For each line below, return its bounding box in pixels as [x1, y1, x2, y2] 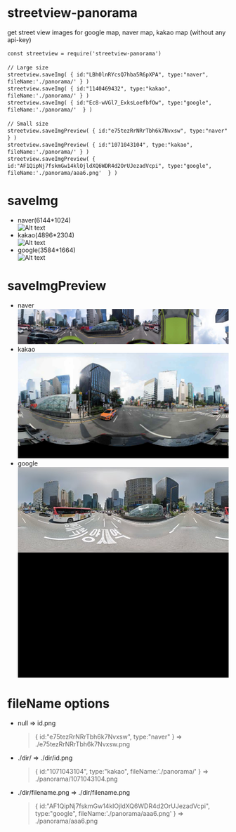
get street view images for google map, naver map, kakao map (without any [7, 28, 226, 37]
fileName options [7, 696, 110, 712]
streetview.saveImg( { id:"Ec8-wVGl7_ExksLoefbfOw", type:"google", [7, 99, 212, 106]
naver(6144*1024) [17, 216, 72, 224]
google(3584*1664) [17, 246, 76, 254]
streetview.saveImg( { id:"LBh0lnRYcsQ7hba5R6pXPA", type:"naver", [7, 71, 209, 78]
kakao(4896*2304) [17, 230, 75, 239]
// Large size [7, 64, 49, 71]
